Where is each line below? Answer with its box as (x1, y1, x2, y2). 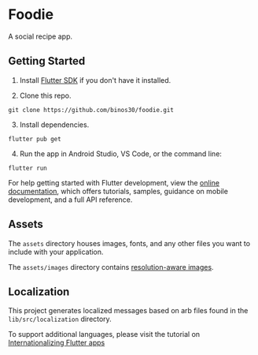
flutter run (8, 164, 47, 172)
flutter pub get (8, 135, 61, 143)
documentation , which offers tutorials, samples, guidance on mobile (8, 186, 228, 196)
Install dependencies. (19, 120, 90, 129)
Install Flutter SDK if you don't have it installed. (19, 75, 171, 84)
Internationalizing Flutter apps (8, 338, 105, 348)
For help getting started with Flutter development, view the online (8, 177, 220, 187)
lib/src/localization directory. (8, 314, 112, 324)
